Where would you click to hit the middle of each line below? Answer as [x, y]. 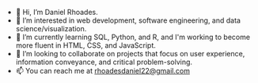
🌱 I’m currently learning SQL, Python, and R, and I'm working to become [133, 37]
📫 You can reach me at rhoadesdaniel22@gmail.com [102, 71]
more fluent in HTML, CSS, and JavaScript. [86, 45]
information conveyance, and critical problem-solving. [104, 62]
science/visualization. [51, 29]
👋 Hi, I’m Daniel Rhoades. [57, 12]
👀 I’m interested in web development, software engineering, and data [128, 20]
